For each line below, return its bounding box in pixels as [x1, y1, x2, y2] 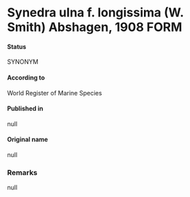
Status [7, 43, 27, 51]
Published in [7, 104, 43, 113]
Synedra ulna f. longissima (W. [7, 5, 184, 21]
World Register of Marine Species [7, 89, 102, 97]
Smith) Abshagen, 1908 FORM [7, 19, 182, 35]
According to [7, 73, 45, 82]
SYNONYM [7, 58, 39, 66]
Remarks [7, 167, 38, 177]
